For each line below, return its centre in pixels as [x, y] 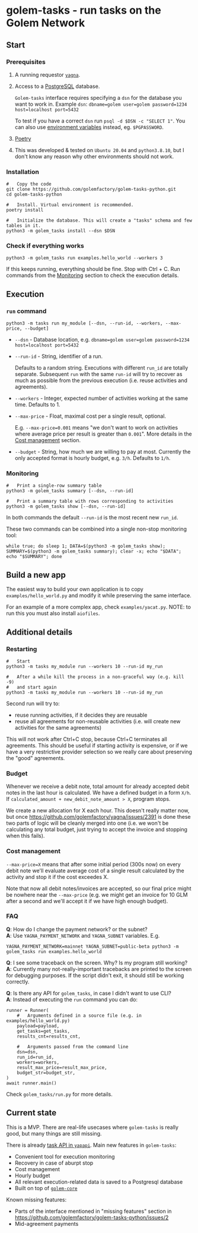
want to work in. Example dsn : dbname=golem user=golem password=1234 [101, 104]
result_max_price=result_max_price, [62, 1067]
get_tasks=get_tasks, [43, 1031]
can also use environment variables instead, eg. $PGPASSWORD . [89, 127]
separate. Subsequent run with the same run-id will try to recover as [98, 374]
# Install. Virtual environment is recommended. [70, 205]
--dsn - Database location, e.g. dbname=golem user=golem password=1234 [102, 340]
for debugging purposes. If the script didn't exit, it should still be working [95, 975]
